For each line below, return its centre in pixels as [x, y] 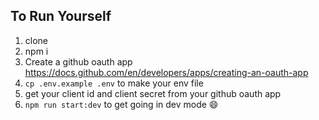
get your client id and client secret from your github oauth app [153, 93]
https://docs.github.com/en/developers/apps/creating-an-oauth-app [166, 72]
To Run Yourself [61, 16]
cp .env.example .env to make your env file [114, 83]
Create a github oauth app [78, 61]
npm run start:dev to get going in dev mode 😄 [121, 104]
